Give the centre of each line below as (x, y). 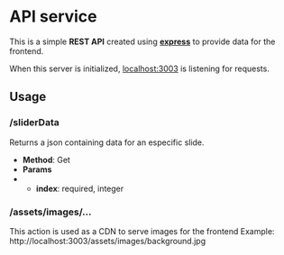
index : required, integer (80, 188)
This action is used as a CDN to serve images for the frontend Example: (142, 231)
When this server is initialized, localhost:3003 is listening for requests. (140, 68)
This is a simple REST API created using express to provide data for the (142, 41)
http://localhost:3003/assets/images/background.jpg (108, 241)
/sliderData (35, 123)
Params (37, 169)
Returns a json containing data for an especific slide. (107, 142)
